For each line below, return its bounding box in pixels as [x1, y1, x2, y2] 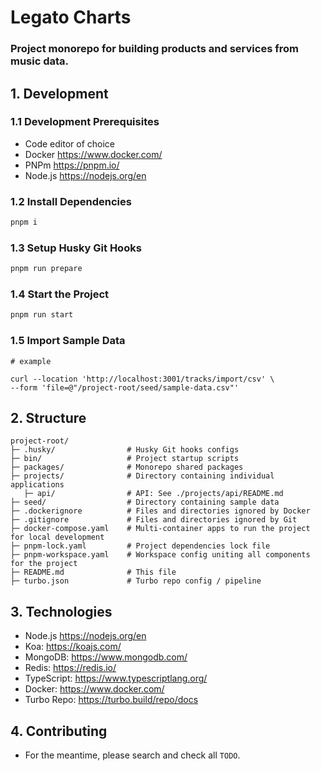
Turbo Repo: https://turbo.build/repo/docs [24, 694, 199, 706]
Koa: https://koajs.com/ [24, 641, 122, 653]
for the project [10, 559, 78, 569]
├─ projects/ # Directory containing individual [10, 471, 275, 481]
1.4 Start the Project [10, 287, 110, 301]
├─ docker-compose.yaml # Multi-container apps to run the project [10, 524, 311, 534]
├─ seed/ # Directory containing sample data [10, 497, 280, 508]
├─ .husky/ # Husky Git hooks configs [10, 445, 240, 455]
